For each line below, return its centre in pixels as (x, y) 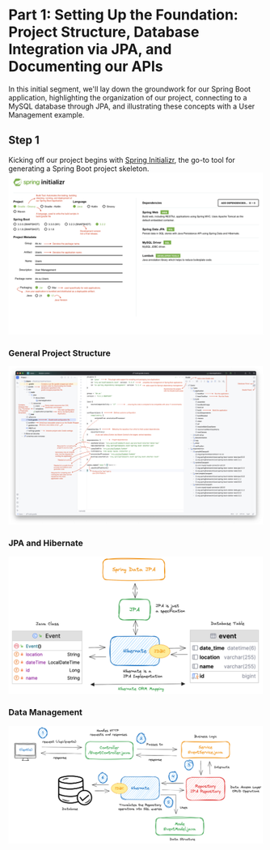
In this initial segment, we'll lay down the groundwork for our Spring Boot (130, 89)
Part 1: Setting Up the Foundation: (123, 15)
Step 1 (24, 141)
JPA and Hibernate (46, 543)
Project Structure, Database (104, 32)
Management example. (46, 114)
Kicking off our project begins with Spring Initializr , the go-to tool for (122, 160)
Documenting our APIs (86, 67)
